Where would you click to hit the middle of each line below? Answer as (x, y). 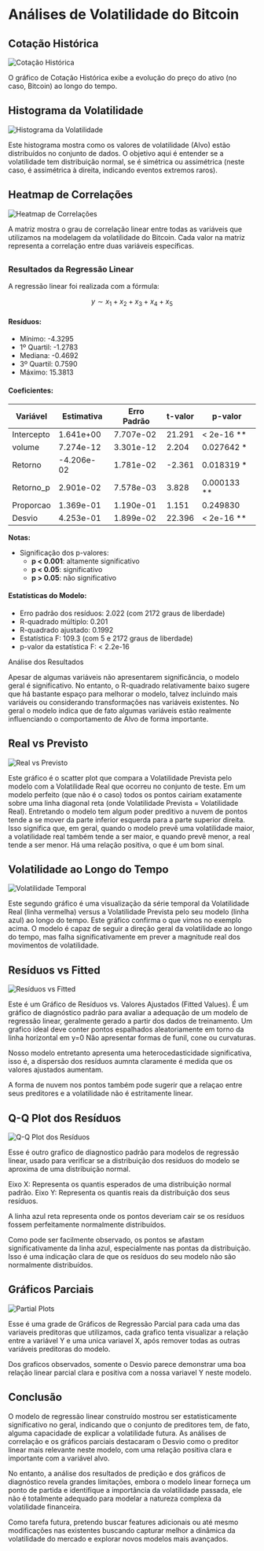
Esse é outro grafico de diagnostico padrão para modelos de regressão (124, 1152)
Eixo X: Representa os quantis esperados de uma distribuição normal (120, 1184)
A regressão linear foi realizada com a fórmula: (84, 286)
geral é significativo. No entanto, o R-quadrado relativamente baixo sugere (129, 685)
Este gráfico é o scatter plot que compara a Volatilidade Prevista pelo (120, 777)
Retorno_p (31, 487)
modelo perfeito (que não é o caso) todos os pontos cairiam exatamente (125, 794)
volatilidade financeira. (45, 1507)
